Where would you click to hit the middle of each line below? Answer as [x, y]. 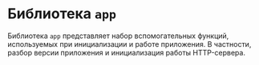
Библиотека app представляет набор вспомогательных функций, [118, 36]
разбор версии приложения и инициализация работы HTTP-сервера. [127, 52]
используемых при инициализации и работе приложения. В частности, [129, 44]
